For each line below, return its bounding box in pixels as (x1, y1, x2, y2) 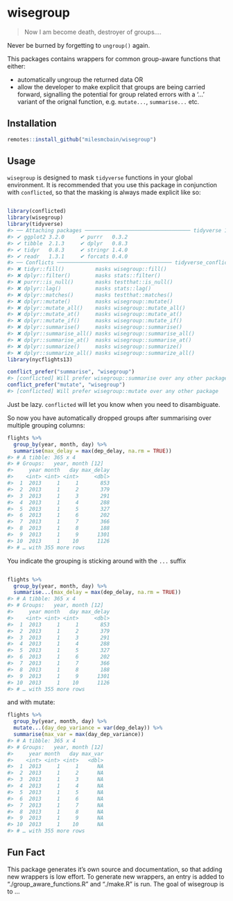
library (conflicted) (7, 208, 67, 215)
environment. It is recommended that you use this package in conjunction (7, 181, 217, 189)
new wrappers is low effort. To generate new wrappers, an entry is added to (7, 872, 225, 881)
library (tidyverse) (7, 220, 64, 228)
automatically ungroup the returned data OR (17, 75, 144, 84)
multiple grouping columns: (7, 421, 85, 429)
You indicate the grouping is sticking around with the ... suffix (7, 557, 187, 565)
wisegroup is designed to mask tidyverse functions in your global (7, 173, 193, 182)
